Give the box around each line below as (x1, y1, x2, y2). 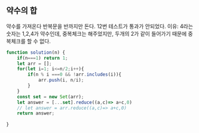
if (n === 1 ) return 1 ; (17, 55, 68, 61)
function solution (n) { (6, 50, 66, 55)
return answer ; (17, 110, 55, 116)
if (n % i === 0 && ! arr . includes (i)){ (27, 72, 121, 78)
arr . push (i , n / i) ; (38, 77, 84, 83)
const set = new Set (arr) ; (17, 94, 84, 100)
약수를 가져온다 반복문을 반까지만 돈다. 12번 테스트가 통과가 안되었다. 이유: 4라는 (6, 23, 193, 30)
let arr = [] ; (17, 60, 52, 67)
